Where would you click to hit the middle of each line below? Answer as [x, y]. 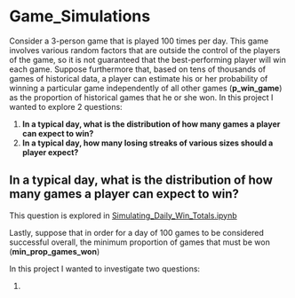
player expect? [50, 152]
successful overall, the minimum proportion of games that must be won [140, 242]
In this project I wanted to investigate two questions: [105, 269]
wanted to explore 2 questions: [66, 106]
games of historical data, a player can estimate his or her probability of [139, 78]
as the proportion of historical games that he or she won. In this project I [141, 97]
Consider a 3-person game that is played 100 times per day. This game [139, 41]
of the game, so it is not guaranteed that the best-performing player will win [147, 59]
